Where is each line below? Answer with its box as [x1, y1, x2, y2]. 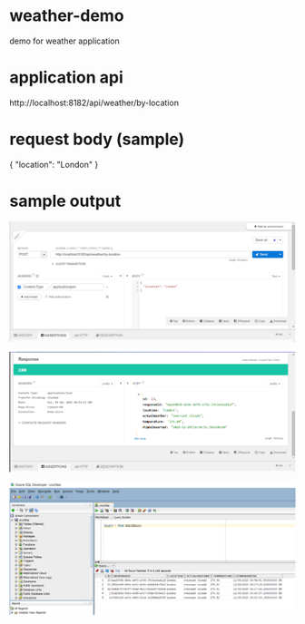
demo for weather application [9, 35, 120, 46]
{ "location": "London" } [9, 159, 99, 170]
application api [9, 67, 124, 88]
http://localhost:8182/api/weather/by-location [9, 97, 180, 108]
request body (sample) [9, 129, 185, 150]
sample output [9, 191, 122, 211]
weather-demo [9, 5, 124, 26]
